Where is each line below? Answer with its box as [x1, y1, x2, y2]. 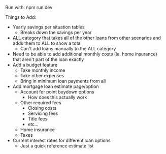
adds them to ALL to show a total [12, 40, 82, 46]
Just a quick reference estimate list [20, 143, 94, 149]
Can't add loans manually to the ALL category [20, 46, 116, 51]
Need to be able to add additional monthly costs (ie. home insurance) [12, 51, 157, 57]
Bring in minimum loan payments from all [20, 78, 106, 84]
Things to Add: [5, 14, 37, 20]
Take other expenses [20, 73, 64, 78]
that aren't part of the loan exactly [12, 56, 84, 63]
